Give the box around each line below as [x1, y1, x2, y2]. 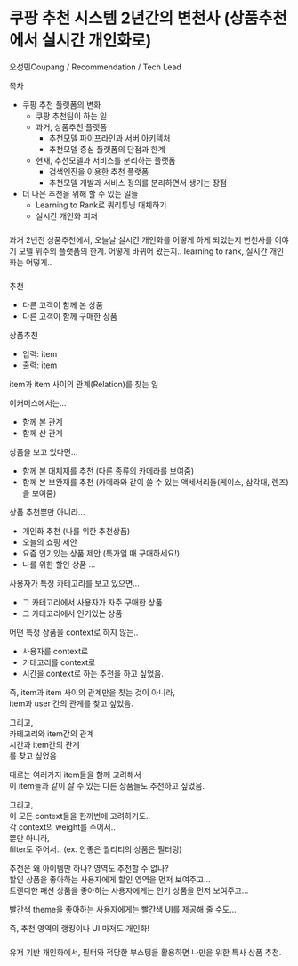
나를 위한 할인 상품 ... [21, 558, 96, 570]
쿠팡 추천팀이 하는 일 [35, 110, 108, 121]
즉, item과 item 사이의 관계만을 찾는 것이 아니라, [9, 686, 176, 697]
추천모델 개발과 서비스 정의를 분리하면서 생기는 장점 [48, 177, 228, 188]
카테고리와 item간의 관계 [9, 727, 95, 739]
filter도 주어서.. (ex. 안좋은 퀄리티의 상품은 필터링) [9, 843, 182, 855]
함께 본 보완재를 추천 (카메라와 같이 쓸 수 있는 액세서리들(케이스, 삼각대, [21, 476, 270, 487]
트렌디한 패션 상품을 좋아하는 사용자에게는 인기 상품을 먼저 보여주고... [9, 885, 249, 896]
